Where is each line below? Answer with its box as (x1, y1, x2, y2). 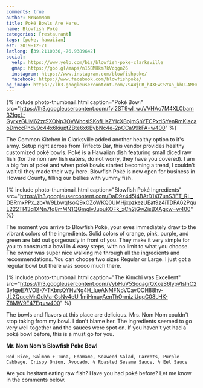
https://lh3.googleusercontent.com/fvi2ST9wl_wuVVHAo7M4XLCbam (20, 105, 195, 112)
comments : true (6, 8, 45, 15)
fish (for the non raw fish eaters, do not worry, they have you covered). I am (6, 155, 195, 162)
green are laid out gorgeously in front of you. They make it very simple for (6, 236, 190, 244)
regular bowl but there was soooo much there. (6, 262, 122, 269)
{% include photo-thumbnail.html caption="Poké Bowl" (6, 99, 143, 106)
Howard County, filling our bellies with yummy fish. (6, 175, 133, 181)
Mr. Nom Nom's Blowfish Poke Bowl (6, 342, 98, 349)
